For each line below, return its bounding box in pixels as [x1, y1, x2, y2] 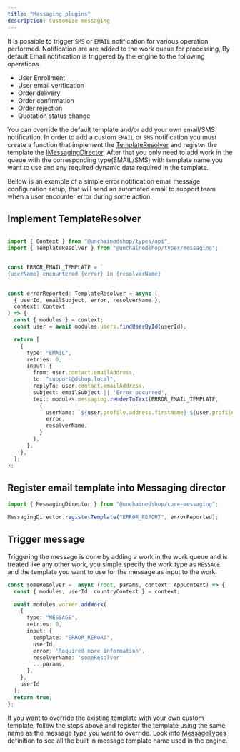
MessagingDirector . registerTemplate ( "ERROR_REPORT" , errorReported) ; [7, 513, 219, 521]
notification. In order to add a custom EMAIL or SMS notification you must [7, 133, 217, 141]
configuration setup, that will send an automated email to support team [7, 184, 216, 193]
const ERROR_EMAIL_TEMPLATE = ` [7, 264, 104, 271]
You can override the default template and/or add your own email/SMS [7, 125, 216, 134]
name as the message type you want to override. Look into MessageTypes [7, 728, 226, 737]
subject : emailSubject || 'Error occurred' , [33, 388, 168, 396]
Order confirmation [17, 96, 74, 104]
